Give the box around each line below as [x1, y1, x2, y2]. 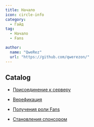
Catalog [5, 73, 31, 82]
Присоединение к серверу [12, 87, 71, 93]
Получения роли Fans [12, 106, 60, 112]
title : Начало [5, 7, 36, 13]
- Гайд [10, 21, 24, 27]
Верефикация [12, 97, 42, 103]
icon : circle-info [5, 12, 44, 17]
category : [5, 17, 26, 22]
